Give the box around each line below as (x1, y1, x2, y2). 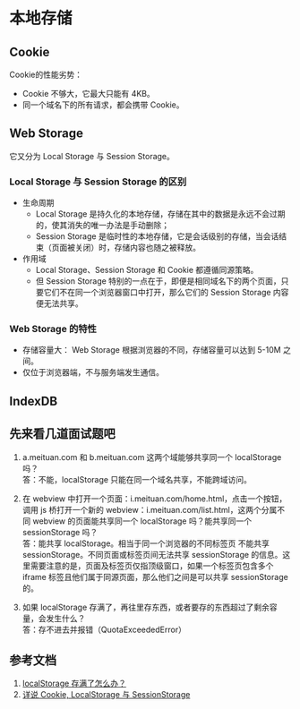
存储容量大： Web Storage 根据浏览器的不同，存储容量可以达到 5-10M (21, 345, 281, 355)
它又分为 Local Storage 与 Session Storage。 (9, 150, 175, 161)
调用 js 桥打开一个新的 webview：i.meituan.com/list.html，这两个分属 (21, 504, 278, 515)
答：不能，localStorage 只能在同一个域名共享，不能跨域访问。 (21, 474, 253, 484)
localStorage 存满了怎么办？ (21, 678, 127, 689)
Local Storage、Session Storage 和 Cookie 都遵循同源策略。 (35, 265, 259, 276)
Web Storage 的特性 (9, 323, 97, 336)
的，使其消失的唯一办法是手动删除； (35, 220, 170, 231)
